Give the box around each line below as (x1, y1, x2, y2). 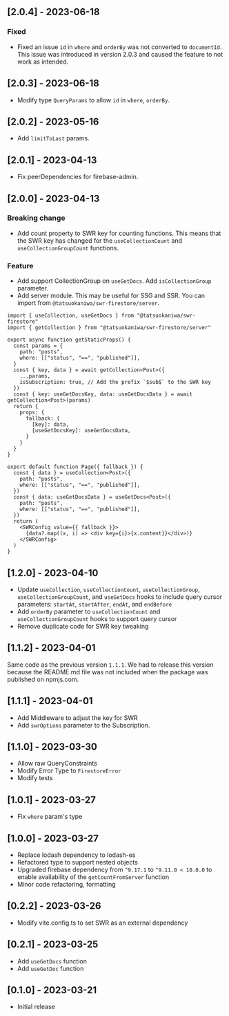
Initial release (17, 1003, 55, 1011)
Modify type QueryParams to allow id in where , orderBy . (17, 95, 170, 104)
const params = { (13, 342, 63, 349)
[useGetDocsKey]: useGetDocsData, (32, 427, 131, 434)
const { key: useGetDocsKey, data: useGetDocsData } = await (13, 391, 193, 398)
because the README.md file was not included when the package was (7, 667, 208, 676)
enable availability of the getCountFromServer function (17, 872, 170, 881)
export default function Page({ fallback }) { (7, 463, 143, 470)
